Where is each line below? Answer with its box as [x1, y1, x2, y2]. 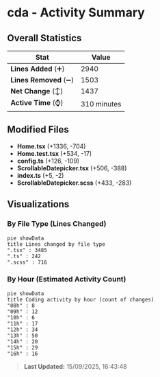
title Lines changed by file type [7, 240, 106, 248]
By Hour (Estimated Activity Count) [7, 275, 126, 284]
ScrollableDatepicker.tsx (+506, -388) [16, 163, 127, 172]
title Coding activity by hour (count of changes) [7, 296, 155, 303]
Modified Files [7, 124, 70, 135]
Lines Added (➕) [10, 64, 65, 73]
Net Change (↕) [10, 87, 64, 95]
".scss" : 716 [7, 259, 48, 266]
